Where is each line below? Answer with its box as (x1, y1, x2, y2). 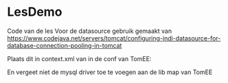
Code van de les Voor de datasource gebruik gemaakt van (7, 27, 172, 35)
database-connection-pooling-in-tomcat (7, 41, 122, 49)
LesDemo (7, 4, 62, 20)
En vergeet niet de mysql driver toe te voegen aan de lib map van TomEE (7, 68, 213, 76)
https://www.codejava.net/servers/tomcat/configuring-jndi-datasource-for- (7, 34, 221, 42)
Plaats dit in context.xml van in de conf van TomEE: (7, 54, 152, 62)
